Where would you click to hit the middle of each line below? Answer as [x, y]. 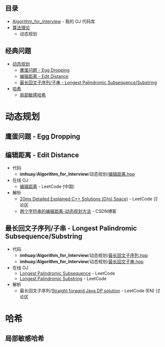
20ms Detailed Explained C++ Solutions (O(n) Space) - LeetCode [86, 199]
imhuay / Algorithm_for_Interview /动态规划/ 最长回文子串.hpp [82, 261]
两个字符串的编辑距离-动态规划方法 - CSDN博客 [68, 211]
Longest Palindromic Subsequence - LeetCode [67, 273]
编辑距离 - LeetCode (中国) [47, 187]
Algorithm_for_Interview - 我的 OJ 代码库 [54, 21]
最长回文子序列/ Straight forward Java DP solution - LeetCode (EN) [87, 290]
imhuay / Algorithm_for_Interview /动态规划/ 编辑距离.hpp [77, 174]
